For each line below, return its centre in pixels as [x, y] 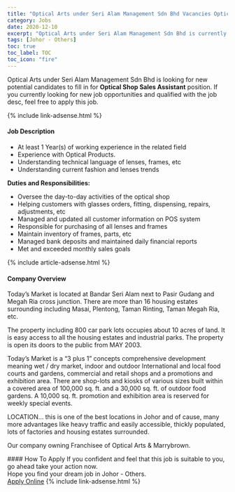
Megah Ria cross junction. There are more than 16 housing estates [102, 302]
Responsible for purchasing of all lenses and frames [92, 226]
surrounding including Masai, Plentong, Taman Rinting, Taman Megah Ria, [114, 309]
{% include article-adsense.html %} [59, 262]
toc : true [22, 46]
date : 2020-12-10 [33, 27]
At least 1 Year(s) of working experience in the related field [102, 147]
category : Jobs [29, 20]
